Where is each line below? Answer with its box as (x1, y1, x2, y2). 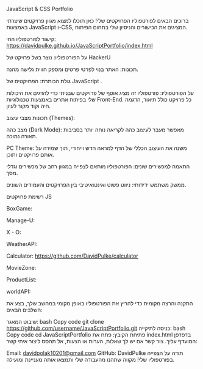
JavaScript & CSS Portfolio (6, 6, 73, 12)
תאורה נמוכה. (6, 133, 38, 140)
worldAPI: (6, 288, 31, 295)
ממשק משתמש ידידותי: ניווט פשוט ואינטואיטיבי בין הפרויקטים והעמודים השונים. (6, 181, 187, 188)
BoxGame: (6, 205, 32, 212)
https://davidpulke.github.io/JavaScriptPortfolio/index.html (6, 42, 153, 49)
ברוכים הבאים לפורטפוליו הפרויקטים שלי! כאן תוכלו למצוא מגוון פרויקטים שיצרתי (6, 17, 189, 24)
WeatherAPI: (6, 240, 38, 247)
